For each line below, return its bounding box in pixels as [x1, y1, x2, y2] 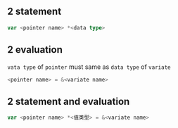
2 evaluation [7, 44, 63, 56]
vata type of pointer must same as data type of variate [7, 63, 171, 71]
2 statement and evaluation [7, 95, 130, 108]
